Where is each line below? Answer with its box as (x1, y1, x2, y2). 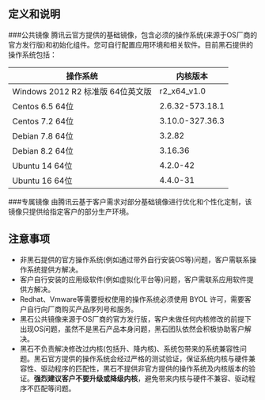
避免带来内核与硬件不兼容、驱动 (144, 373, 249, 383)
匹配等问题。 (33, 383, 76, 393)
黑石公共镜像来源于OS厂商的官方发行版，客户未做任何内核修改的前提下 (19, 314, 252, 323)
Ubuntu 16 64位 (12, 175, 73, 186)
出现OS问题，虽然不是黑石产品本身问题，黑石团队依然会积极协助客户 (19, 324, 245, 333)
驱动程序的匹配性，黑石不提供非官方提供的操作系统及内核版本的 (40, 364, 249, 373)
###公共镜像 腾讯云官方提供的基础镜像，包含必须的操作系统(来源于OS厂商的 (8, 30, 258, 40)
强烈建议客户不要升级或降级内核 (33, 373, 138, 383)
